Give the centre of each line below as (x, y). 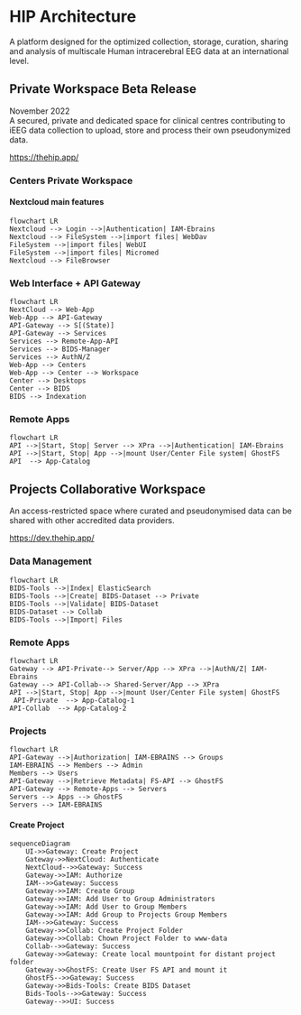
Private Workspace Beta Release (103, 89)
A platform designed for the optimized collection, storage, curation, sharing (149, 42)
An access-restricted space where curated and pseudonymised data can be (151, 511)
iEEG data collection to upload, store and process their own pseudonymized (150, 130)
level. (19, 60)
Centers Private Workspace (71, 180)
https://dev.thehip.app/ (52, 538)
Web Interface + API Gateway (75, 283)
